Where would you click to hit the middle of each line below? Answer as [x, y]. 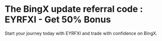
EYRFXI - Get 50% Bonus [58, 20]
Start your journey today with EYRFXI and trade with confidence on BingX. [81, 33]
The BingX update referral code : [74, 9]
